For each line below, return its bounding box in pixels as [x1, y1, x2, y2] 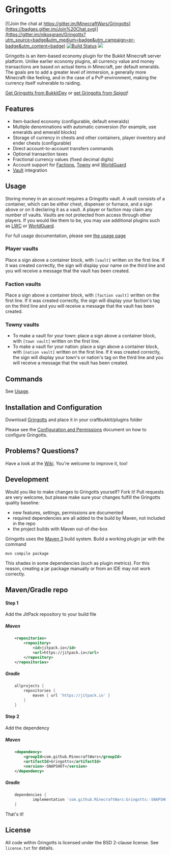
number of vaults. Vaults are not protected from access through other [5, 212, 151, 218]
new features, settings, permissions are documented [12, 510, 124, 516]
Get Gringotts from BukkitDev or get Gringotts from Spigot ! [5, 89, 129, 96]
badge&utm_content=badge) [5, 42, 66, 49]
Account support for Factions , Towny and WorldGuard [12, 161, 126, 168]
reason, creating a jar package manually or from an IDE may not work [5, 565, 151, 571]
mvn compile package [5, 551, 49, 556]
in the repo [12, 520, 36, 526]
